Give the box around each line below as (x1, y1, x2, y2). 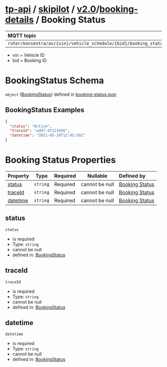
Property (7, 173, 29, 179)
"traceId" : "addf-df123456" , (9, 128, 70, 133)
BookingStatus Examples (5, 106, 84, 114)
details (5, 14, 34, 25)
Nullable (87, 173, 108, 179)
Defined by (119, 173, 146, 179)
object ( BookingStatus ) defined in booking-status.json (5, 91, 117, 97)
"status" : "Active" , (9, 124, 52, 129)
